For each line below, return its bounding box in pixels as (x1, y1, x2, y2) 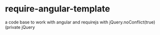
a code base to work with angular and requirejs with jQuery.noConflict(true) (5, 19, 156, 25)
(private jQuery (5, 24, 35, 30)
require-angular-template (5, 3, 110, 14)
